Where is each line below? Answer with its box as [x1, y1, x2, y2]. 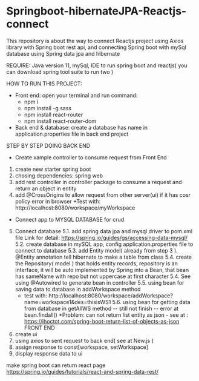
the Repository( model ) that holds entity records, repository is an [15, 259, 178, 267]
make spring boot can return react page [6, 362, 106, 369]
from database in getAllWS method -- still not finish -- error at [24, 305, 179, 312]
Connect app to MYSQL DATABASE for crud [15, 216, 125, 223]
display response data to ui [15, 350, 83, 357]
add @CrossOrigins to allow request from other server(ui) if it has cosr [15, 191, 191, 198]
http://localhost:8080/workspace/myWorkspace [15, 204, 135, 211]
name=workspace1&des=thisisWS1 [24, 298, 111, 305]
